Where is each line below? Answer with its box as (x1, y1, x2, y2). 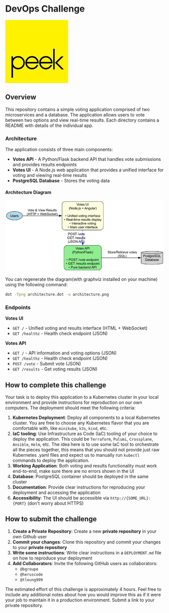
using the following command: (5, 281, 68, 287)
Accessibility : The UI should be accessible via (12, 495, 110, 501)
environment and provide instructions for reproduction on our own (5, 399, 142, 405)
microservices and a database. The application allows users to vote (5, 111, 145, 117)
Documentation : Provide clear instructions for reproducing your (12, 484, 145, 490)
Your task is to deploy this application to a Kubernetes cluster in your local (5, 394, 159, 400)
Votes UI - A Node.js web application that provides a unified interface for (12, 167, 164, 173)
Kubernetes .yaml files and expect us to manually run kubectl (12, 452, 140, 458)
